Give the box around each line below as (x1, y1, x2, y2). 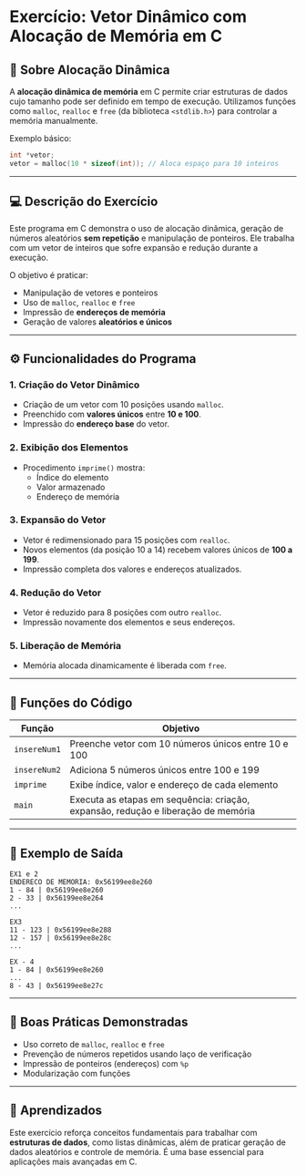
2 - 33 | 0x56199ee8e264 (9, 893, 104, 903)
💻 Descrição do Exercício (9, 194, 158, 210)
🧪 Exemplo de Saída (9, 845, 124, 861)
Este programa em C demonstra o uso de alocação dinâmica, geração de (9, 222, 284, 233)
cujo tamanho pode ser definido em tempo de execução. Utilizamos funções (9, 96, 296, 107)
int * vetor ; (9, 150, 55, 160)
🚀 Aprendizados (9, 1103, 103, 1119)
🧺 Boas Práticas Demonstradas (9, 1015, 189, 1030)
